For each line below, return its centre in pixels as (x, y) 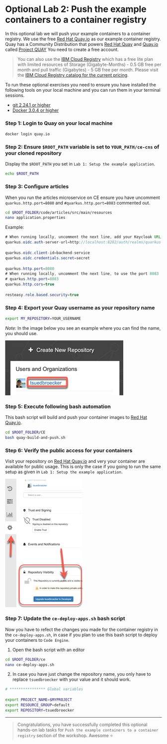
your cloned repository (34, 153)
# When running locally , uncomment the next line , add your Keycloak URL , (84, 237)
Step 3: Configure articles (37, 186)
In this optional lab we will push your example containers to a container (78, 33)
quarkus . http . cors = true (30, 284)
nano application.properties (35, 218)
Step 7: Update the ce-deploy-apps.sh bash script (65, 618)
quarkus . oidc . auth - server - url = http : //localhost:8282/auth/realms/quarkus (83, 242)
